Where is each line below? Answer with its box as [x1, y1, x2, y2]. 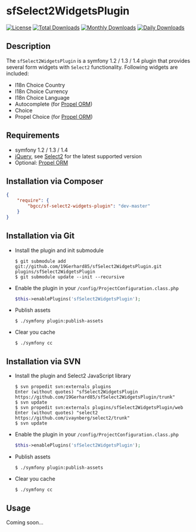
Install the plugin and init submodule [14, 247, 104, 254]
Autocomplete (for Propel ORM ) [14, 100, 93, 107]
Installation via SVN [6, 356, 81, 367]
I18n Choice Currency [14, 88, 69, 95]
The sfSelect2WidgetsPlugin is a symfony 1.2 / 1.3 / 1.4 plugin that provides [6, 57, 191, 64]
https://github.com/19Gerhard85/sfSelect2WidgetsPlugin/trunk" [14, 394, 176, 401]
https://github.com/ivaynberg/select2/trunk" [14, 415, 130, 422]
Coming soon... [6, 518, 43, 526]
